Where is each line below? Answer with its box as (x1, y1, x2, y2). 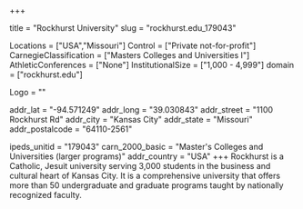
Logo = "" (9, 87, 46, 97)
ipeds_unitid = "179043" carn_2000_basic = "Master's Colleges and (9, 142, 264, 152)
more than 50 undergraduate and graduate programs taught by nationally (9, 180, 284, 191)
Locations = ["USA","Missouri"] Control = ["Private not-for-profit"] (9, 40, 257, 51)
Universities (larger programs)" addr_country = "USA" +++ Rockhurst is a (9, 151, 285, 162)
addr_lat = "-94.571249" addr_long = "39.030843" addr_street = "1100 (9, 104, 274, 114)
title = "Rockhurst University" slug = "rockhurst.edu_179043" (9, 23, 237, 33)
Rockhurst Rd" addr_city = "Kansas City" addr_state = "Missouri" (9, 114, 253, 124)
